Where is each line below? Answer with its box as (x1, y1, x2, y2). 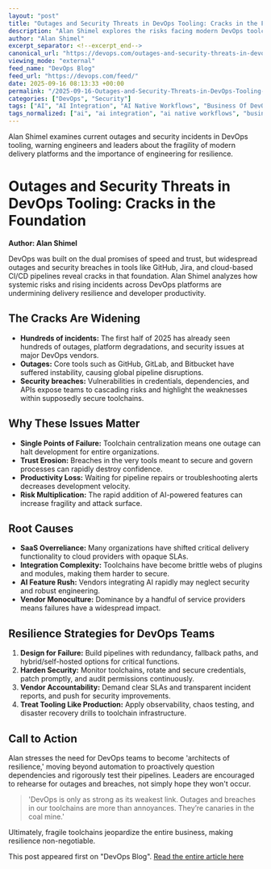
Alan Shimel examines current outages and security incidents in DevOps (8, 132, 248, 141)
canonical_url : (8, 49, 60, 57)
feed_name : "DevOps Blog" (8, 65, 95, 73)
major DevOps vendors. (19, 350, 99, 360)
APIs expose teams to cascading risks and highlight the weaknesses (19, 385, 248, 394)
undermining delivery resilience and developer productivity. (8, 288, 206, 297)
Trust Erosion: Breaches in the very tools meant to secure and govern (19, 455, 253, 465)
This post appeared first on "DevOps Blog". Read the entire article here (8, 852, 244, 861)
